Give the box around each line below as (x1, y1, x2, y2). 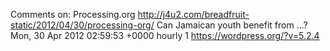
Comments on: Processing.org (10, 9, 136, 20)
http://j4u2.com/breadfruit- (137, 9, 250, 20)
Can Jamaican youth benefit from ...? (156, 19, 308, 31)
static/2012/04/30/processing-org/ (10, 19, 155, 31)
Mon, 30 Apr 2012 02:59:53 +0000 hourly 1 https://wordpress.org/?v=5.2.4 (10, 30, 320, 41)
